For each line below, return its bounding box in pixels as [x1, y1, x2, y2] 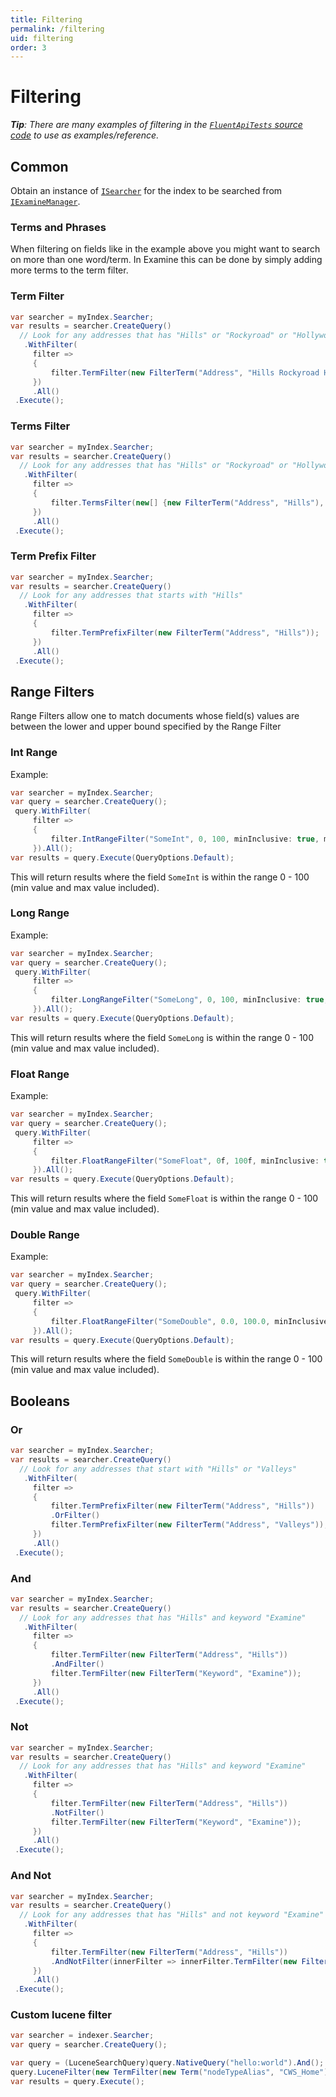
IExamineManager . [10, 196, 81, 207]
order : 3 [10, 42, 47, 53]
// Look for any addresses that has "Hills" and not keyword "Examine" [19, 1910, 325, 1920]
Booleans [10, 1392, 71, 1410]
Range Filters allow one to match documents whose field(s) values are [10, 710, 300, 722]
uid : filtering [10, 33, 74, 43]
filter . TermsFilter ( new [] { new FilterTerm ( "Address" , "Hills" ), [50, 497, 325, 508]
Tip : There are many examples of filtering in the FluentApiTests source [10, 119, 303, 131]
